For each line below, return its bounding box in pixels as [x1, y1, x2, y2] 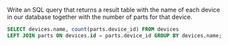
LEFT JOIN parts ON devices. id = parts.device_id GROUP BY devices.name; [7, 32, 223, 39]
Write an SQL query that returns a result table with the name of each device [7, 6, 220, 14]
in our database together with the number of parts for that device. [7, 13, 193, 21]
